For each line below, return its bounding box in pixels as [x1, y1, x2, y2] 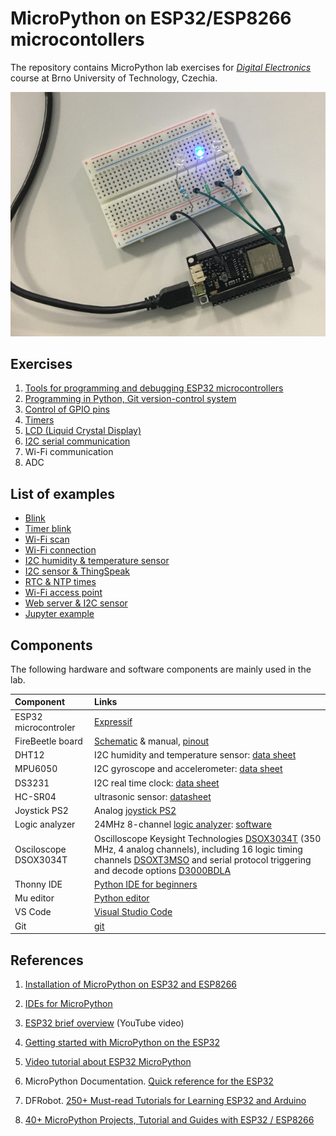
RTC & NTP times [24, 576, 97, 588]
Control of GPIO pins [24, 403, 110, 416]
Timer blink [24, 523, 72, 535]
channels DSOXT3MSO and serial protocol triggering [94, 853, 312, 866]
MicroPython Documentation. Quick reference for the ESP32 [24, 1075, 274, 1087]
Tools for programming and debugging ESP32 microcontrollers [24, 382, 284, 394]
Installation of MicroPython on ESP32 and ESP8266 [24, 978, 238, 991]
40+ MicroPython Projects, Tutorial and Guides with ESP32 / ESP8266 [24, 1114, 315, 1126]
